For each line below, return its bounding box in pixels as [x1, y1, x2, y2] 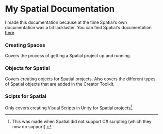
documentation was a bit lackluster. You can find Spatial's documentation [5, 24, 152, 30]
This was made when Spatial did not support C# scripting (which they [12, 119, 152, 124]
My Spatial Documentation [5, 3, 115, 15]
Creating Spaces [5, 42, 45, 48]
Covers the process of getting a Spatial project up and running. [5, 53, 131, 59]
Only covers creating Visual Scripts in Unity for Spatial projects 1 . [5, 104, 133, 111]
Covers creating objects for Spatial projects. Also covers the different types [5, 76, 156, 82]
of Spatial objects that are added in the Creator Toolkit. [5, 81, 115, 87]
